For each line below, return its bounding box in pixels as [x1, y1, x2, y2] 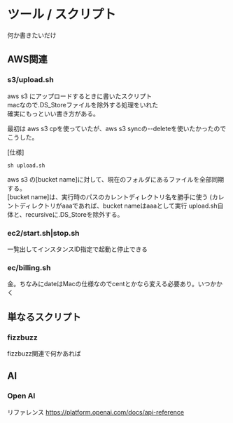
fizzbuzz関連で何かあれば [7, 349, 82, 358]
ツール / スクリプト [7, 6, 117, 22]
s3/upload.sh [7, 75, 54, 85]
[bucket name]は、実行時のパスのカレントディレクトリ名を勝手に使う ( [7, 192, 212, 201]
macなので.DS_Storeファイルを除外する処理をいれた [7, 100, 159, 109]
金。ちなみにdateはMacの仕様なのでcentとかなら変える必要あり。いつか [7, 280, 217, 288]
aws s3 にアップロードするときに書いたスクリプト [7, 92, 153, 100]
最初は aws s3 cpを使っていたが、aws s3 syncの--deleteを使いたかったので [7, 124, 227, 133]
